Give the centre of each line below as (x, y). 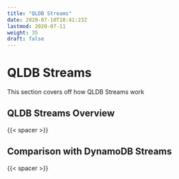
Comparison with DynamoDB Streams (90, 152)
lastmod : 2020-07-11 (37, 26)
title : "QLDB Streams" (39, 13)
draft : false (26, 39)
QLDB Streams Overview (61, 114)
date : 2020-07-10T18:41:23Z (47, 20)
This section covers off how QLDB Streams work (76, 92)
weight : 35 (23, 33)
